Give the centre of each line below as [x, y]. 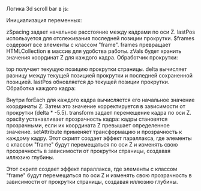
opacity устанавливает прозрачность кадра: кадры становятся [87, 119]
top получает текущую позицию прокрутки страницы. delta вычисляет [97, 69]
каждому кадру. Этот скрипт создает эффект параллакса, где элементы [99, 138]
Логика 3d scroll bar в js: [37, 9]
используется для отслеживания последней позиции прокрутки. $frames [100, 38]
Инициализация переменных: [44, 20]
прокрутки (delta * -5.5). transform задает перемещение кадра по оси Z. [99, 113]
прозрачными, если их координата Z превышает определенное [88, 125]
